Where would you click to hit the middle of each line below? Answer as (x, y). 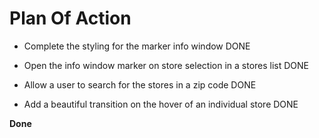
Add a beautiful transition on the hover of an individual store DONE (161, 104)
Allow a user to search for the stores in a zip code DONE (140, 84)
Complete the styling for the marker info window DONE (137, 46)
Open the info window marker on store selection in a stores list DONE (166, 65)
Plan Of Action (70, 18)
